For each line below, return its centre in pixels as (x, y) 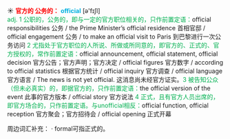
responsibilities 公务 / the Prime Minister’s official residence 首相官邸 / (106, 28)
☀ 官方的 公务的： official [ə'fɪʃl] (54, 11)
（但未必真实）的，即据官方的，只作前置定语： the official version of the (109, 88)
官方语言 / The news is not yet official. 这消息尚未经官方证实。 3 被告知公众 (113, 79)
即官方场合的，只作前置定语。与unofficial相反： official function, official (108, 105)
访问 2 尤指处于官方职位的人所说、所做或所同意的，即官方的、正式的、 (113, 45)
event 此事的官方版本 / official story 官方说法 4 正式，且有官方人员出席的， (113, 97)
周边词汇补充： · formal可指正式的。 (58, 129)
